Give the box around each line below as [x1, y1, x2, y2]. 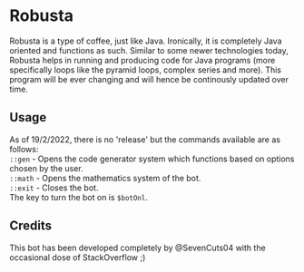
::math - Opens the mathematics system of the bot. [9, 172, 201, 183]
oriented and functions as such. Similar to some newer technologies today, [9, 44, 289, 55]
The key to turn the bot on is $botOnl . [9, 191, 148, 202]
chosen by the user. [9, 162, 83, 173]
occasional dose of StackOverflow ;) [9, 251, 146, 263]
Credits [9, 219, 53, 234]
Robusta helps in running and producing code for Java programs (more [9, 54, 276, 65]
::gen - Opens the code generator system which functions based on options [9, 153, 295, 164]
